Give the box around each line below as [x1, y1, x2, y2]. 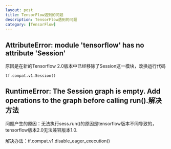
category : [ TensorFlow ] [5, 22, 56, 27]
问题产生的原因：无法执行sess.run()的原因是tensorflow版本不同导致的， [5, 120, 157, 126]
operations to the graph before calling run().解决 [5, 96, 162, 105]
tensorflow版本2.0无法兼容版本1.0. [5, 126, 78, 133]
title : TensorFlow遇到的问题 [5, 12, 64, 17]
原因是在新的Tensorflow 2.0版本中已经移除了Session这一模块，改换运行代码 [5, 63, 166, 69]
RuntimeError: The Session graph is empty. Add [5, 87, 161, 96]
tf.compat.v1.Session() [5, 73, 56, 78]
